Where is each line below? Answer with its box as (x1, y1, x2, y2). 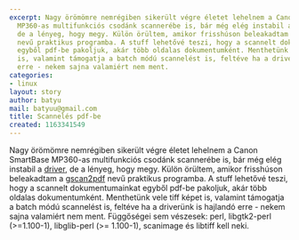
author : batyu (9, 95, 62, 105)
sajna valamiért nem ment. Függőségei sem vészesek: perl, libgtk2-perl (9, 211, 271, 221)
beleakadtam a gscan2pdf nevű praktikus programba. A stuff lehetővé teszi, (9, 173, 288, 183)
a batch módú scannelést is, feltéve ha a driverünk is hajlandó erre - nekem (9, 202, 286, 212)
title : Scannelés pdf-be (9, 112, 101, 121)
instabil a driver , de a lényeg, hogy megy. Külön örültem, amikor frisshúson (9, 164, 283, 174)
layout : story (9, 87, 62, 96)
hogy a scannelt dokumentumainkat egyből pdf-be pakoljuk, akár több (9, 183, 268, 193)
